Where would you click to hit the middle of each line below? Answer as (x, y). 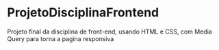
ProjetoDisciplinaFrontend (83, 13)
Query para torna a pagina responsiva (61, 38)
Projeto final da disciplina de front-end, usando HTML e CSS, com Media (109, 32)
